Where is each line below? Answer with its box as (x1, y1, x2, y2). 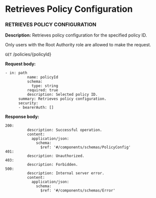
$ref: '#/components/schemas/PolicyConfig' (40, 145, 131, 150)
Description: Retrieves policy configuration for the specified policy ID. (5, 32, 147, 38)
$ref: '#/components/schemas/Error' (40, 188, 116, 193)
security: (18, 101, 38, 106)
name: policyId (27, 75, 58, 80)
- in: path (5, 71, 28, 76)
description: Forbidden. (27, 162, 78, 167)
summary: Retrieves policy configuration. (18, 96, 107, 102)
